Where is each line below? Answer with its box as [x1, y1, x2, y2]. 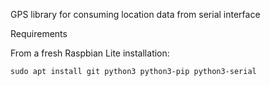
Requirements [10, 28, 68, 39]
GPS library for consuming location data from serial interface [10, 9, 261, 20]
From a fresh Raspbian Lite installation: [10, 47, 170, 59]
